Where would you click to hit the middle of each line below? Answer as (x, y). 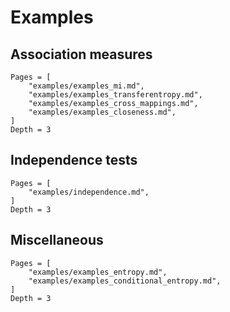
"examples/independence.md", (89, 192)
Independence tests (74, 160)
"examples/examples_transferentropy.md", (115, 95)
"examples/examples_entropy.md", (98, 272)
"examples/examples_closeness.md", (102, 112)
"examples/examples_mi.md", (86, 86)
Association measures (81, 54)
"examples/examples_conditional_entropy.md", (125, 281)
